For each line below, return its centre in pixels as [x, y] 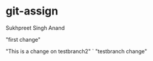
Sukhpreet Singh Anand [35, 28]
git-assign [32, 11]
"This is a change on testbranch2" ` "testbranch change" [76, 51]
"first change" [23, 39]
